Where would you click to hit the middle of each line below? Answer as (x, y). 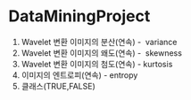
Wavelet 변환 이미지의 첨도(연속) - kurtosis (97, 64)
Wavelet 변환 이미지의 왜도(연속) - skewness (101, 53)
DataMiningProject (79, 16)
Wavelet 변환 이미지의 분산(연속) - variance (99, 42)
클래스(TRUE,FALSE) (58, 86)
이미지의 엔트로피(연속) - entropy (79, 75)
